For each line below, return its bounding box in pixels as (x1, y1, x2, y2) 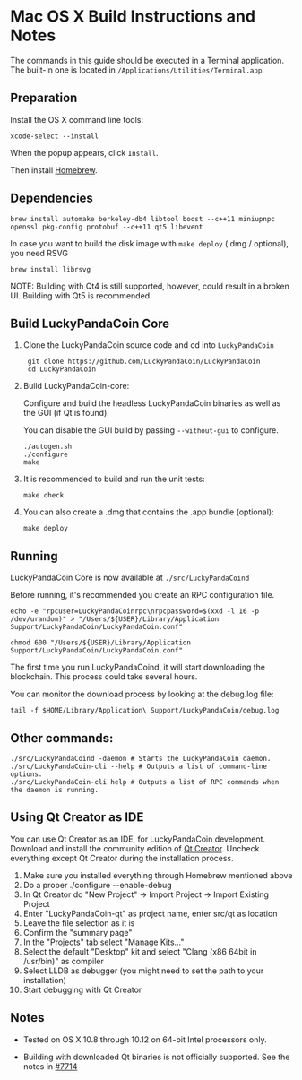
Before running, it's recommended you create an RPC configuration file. (10, 590, 275, 600)
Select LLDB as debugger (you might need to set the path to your (22, 965, 264, 976)
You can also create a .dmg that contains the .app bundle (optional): (22, 506, 274, 517)
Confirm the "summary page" (22, 927, 133, 937)
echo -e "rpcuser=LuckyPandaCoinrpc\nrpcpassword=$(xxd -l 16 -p (10, 607, 259, 616)
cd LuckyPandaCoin (27, 365, 97, 374)
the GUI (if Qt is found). (22, 408, 110, 419)
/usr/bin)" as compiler (22, 955, 104, 966)
